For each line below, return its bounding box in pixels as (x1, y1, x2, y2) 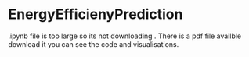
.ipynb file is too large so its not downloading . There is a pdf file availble (8, 31, 241, 41)
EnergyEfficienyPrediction (8, 5, 183, 23)
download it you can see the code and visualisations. (8, 39, 179, 48)
